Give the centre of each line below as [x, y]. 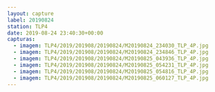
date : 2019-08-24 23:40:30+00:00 [55, 33]
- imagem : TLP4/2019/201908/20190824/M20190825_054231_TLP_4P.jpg [111, 65]
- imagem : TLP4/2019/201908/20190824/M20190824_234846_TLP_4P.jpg [111, 53]
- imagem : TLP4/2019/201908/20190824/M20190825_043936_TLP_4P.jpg [111, 59]
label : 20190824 [30, 20]
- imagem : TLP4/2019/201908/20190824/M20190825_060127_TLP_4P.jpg [111, 78]
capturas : [21, 39]
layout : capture [30, 13]
